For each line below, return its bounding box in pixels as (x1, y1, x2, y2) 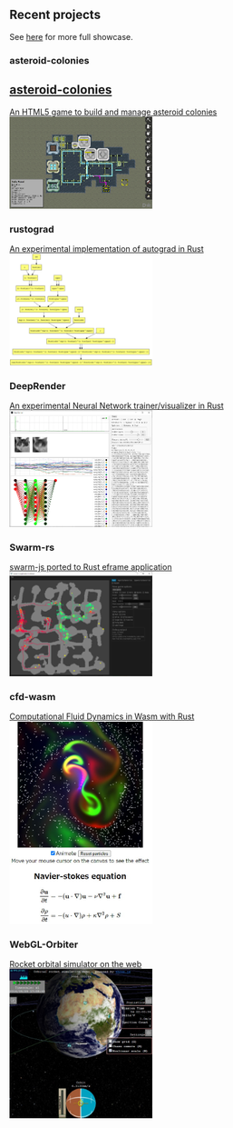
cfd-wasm (9, 690, 56, 703)
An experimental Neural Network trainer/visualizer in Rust (9, 400, 224, 412)
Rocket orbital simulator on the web (9, 959, 142, 969)
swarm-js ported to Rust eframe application (9, 561, 172, 572)
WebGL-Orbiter (9, 938, 79, 951)
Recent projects (9, 7, 102, 23)
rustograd (9, 223, 54, 235)
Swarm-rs (9, 541, 55, 554)
